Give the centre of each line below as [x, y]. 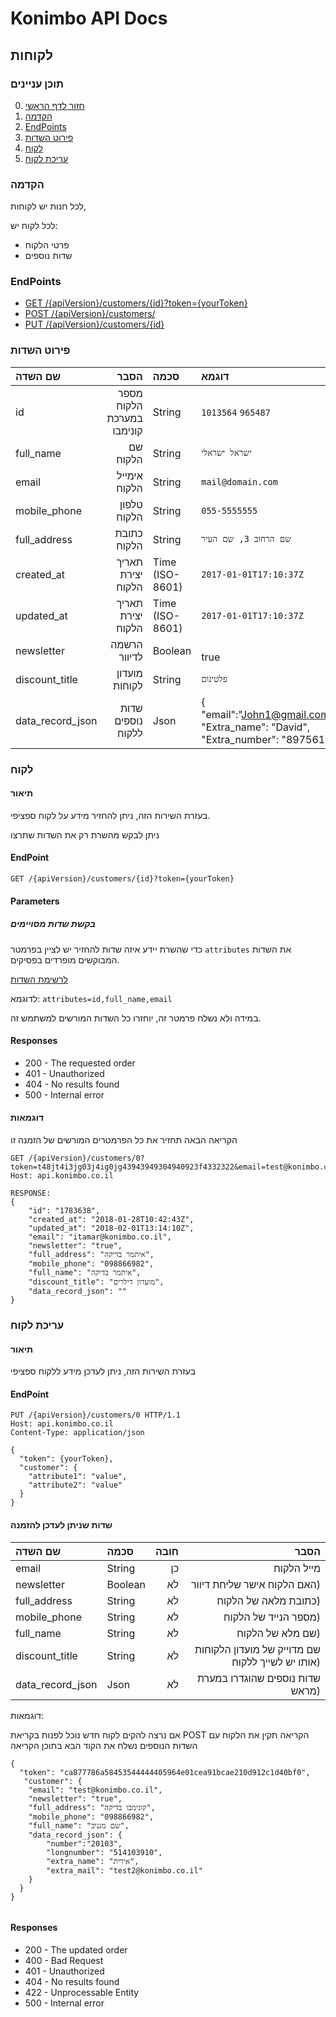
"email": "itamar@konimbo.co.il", [100, 1237]
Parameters [35, 901]
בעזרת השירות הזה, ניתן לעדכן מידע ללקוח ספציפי [103, 1371]
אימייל [129, 475]
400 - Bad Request [64, 1960]
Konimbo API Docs [89, 18]
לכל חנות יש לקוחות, [48, 206]
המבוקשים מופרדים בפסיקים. [65, 959]
